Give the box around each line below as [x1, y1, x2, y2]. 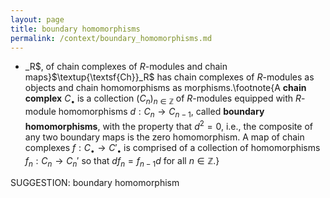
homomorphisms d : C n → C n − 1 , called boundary [58, 106, 265, 120]
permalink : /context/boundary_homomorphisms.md [10, 33, 213, 43]
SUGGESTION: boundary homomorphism [10, 177, 180, 189]
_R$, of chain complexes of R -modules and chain [24, 61, 228, 73]
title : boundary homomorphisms [10, 24, 141, 34]
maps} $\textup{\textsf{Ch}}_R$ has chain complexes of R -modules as [24, 71, 315, 83]
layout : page [10, 14, 65, 25]
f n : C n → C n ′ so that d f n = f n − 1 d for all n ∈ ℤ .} [24, 155, 220, 170]
